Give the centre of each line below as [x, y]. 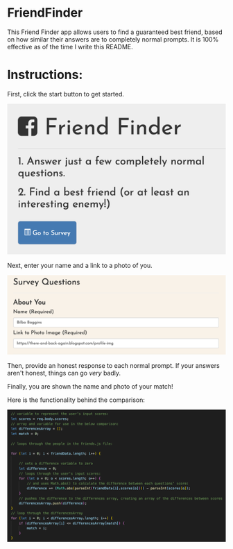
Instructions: [45, 75]
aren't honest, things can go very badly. [64, 373]
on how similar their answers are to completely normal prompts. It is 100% [113, 39]
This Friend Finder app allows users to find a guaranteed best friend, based [115, 32]
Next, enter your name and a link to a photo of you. [80, 266]
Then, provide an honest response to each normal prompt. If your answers [113, 365]
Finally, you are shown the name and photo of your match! [90, 386]
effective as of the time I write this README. [70, 47]
